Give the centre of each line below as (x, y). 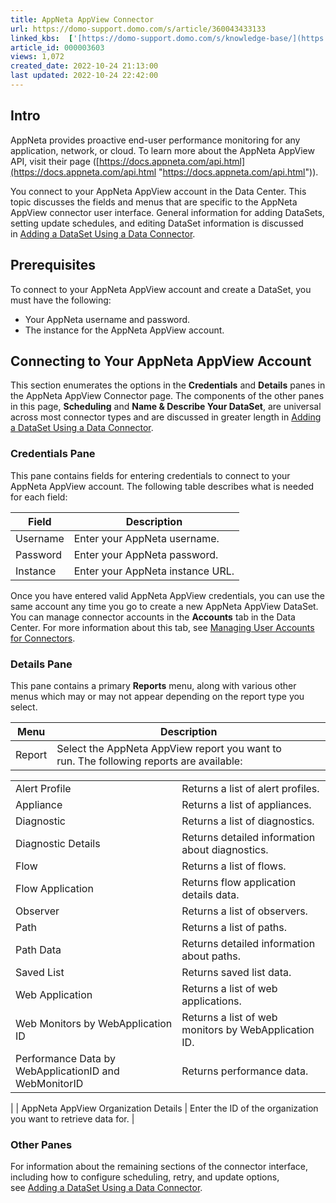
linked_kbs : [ (42, 38)
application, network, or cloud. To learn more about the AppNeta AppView (162, 150)
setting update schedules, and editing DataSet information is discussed (157, 223)
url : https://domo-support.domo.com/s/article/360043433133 (138, 29)
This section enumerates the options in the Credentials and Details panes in (168, 385)
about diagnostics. (225, 849)
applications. (211, 1001)
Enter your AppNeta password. (146, 554)
